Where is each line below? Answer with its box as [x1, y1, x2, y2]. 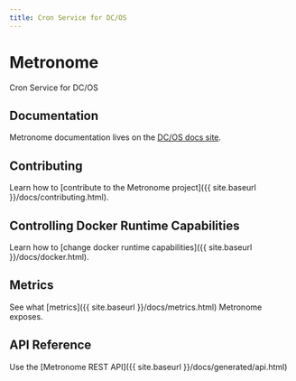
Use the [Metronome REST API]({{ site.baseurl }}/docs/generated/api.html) [9, 361, 288, 372]
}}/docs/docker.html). [9, 252, 89, 262]
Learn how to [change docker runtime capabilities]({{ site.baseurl [9, 242, 253, 253]
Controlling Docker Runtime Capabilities [9, 218, 240, 233]
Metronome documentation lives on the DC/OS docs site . [9, 132, 222, 143]
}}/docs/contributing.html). [9, 191, 109, 203]
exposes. [9, 311, 43, 321]
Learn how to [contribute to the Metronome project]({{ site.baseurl [9, 182, 257, 193]
